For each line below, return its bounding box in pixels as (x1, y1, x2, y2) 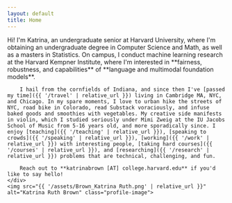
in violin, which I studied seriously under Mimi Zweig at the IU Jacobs (7, 116, 226, 123)
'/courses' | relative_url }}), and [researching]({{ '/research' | (7, 146, 210, 153)
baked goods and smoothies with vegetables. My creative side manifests (7, 110, 222, 117)
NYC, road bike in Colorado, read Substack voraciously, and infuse (7, 104, 210, 111)
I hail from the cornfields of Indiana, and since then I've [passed (19, 86, 226, 93)
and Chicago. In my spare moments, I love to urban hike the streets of (7, 98, 222, 105)
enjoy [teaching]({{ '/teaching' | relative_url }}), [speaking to (7, 128, 207, 135)
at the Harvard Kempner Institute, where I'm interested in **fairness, (7, 58, 203, 66)
